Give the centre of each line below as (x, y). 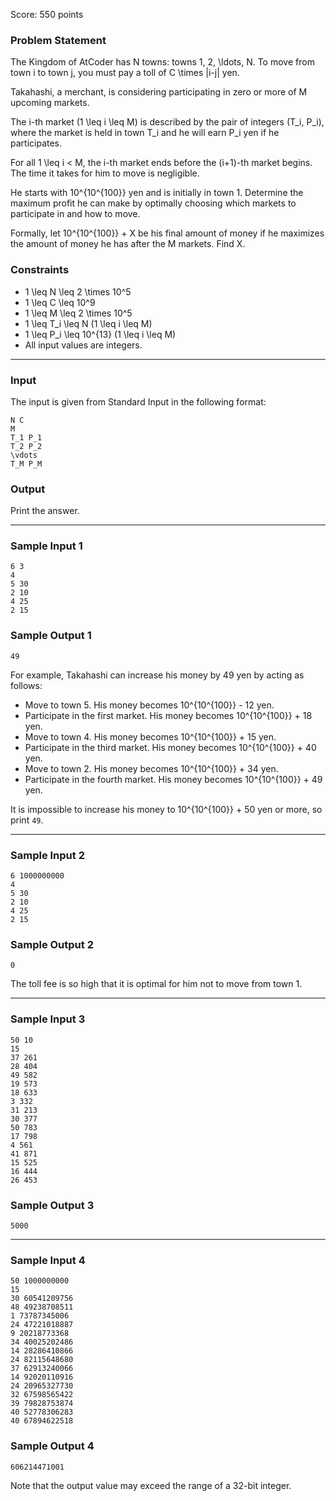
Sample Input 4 (48, 1260)
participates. (36, 143)
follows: (26, 685)
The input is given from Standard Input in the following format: (138, 401)
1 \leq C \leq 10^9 (60, 302)
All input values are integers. (83, 345)
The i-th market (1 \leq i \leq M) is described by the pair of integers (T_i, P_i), (167, 122)
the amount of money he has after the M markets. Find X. (128, 244)
